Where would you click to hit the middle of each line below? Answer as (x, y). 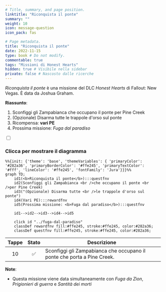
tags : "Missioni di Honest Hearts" (42, 65)
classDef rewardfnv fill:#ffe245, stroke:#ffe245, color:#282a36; (84, 226)
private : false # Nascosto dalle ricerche (49, 74)
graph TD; (15, 174)
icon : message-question (30, 28)
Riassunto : (16, 103)
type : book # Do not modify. (35, 55)
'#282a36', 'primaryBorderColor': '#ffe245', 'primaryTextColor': (75, 166)
